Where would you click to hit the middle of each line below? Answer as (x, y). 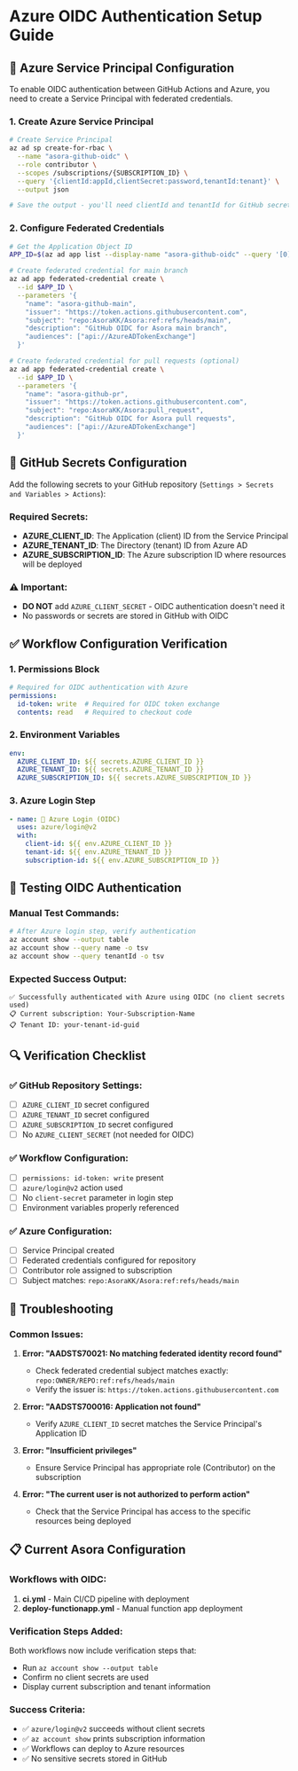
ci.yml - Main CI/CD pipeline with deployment (106, 1599)
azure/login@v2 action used (72, 1187)
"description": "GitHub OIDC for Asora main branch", (126, 329)
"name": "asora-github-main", (81, 303)
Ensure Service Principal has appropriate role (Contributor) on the (155, 1467)
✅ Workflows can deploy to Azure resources (103, 1749)
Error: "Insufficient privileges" (79, 1450)
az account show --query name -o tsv (79, 948)
